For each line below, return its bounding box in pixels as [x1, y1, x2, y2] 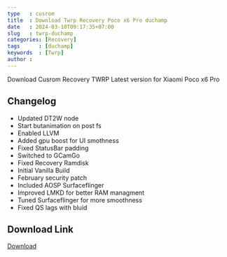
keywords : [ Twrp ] [7, 50, 64, 57]
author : [7, 56, 33, 63]
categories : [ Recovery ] [7, 36, 77, 43]
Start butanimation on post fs [17, 121, 102, 130]
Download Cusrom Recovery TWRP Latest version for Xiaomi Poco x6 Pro [7, 75, 220, 83]
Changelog [7, 95, 57, 107]
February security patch [17, 173, 88, 182]
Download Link [7, 223, 74, 235]
